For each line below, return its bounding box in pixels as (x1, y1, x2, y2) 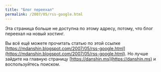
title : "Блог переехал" (5, 7, 54, 12)
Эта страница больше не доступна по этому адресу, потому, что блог (5, 25, 154, 31)
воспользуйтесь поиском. (5, 61, 60, 67)
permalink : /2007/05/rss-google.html (5, 12, 83, 17)
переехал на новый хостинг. (5, 31, 65, 36)
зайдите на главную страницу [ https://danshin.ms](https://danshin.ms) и (5, 56, 156, 62)
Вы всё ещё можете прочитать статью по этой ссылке (5, 40, 120, 46)
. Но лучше (125, 50, 149, 57)
